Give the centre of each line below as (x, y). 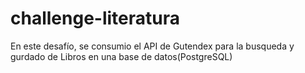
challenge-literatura (95, 18)
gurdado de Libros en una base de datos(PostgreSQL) (121, 56)
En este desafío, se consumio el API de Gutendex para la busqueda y (152, 46)
